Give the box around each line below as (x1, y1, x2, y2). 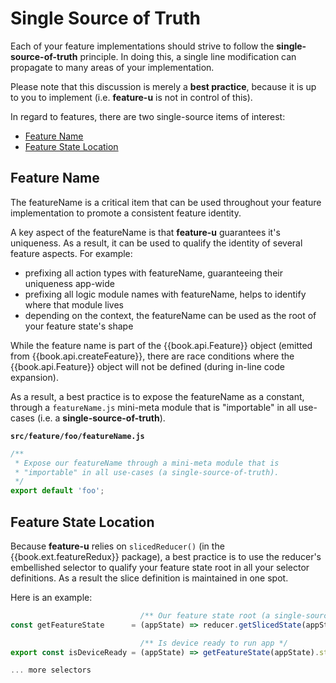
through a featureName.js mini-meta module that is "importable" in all (10, 401, 297, 413)
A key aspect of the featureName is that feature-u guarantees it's (10, 226, 281, 238)
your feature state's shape (24, 320, 134, 332)
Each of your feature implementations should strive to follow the (10, 40, 275, 52)
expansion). (10, 371, 59, 383)
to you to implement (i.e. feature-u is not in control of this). (10, 91, 253, 103)
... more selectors (10, 665, 92, 676)
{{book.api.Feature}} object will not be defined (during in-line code (10, 360, 285, 372)
